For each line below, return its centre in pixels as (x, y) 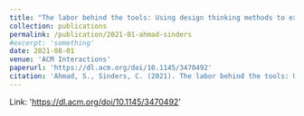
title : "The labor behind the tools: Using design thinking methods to (147, 18)
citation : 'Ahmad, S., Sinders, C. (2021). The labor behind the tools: (149, 76)
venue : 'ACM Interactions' (60, 59)
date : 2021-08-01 (42, 51)
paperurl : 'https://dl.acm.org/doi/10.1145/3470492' (111, 68)
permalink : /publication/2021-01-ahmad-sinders (101, 34)
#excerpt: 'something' (52, 43)
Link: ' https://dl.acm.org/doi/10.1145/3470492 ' (95, 102)
